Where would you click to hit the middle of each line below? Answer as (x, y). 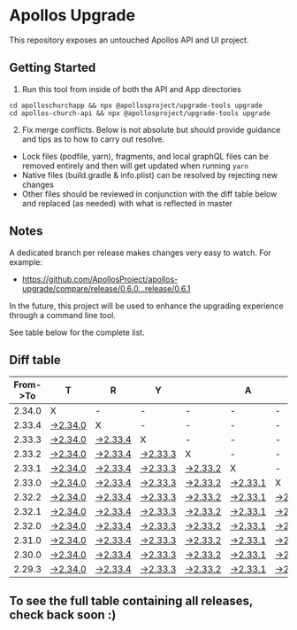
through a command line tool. (63, 315)
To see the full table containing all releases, (131, 600)
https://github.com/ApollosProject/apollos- (100, 279)
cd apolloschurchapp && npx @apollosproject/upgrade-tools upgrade (136, 105)
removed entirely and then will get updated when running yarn (135, 166)
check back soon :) (63, 614)
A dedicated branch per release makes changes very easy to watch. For (140, 253)
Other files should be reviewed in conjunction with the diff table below (149, 194)
